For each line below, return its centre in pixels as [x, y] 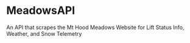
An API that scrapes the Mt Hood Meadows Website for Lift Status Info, [95, 27]
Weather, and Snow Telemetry [44, 33]
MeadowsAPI [41, 11]
